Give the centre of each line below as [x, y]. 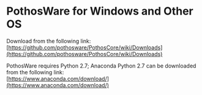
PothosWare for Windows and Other [100, 11]
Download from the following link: [49, 41]
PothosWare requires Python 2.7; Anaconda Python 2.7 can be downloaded [101, 66]
